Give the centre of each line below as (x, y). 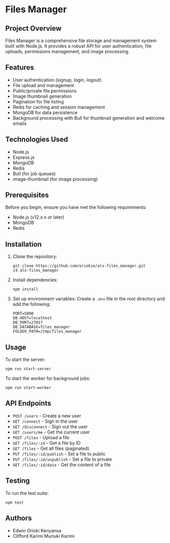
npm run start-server (28, 369)
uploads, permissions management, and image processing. (67, 51)
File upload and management (43, 85)
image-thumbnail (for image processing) (55, 179)
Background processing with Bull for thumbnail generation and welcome (89, 118)
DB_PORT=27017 (28, 323)
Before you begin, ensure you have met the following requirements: (76, 207)
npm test (15, 503)
